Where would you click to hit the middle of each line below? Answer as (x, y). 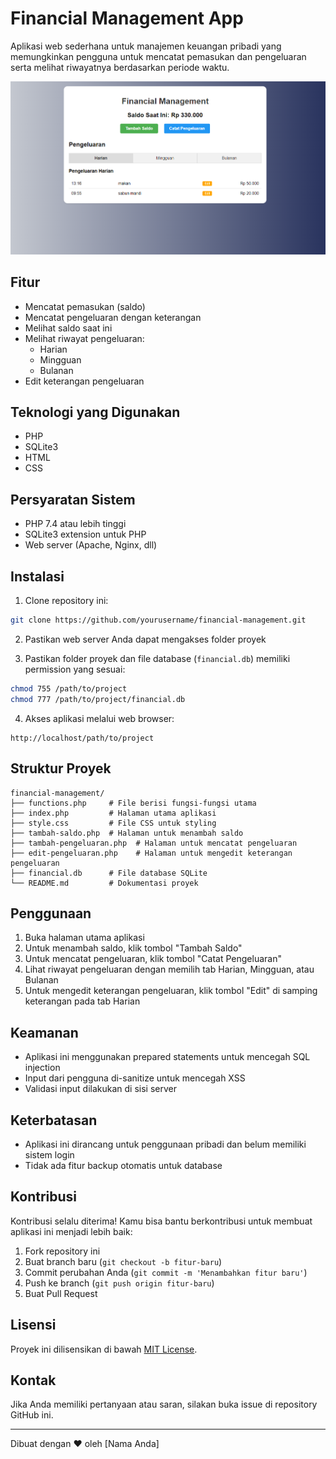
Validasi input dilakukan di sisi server (100, 1089)
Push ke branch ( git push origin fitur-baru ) (119, 1283)
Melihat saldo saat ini (68, 328)
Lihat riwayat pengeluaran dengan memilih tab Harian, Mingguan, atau (169, 969)
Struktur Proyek (61, 768)
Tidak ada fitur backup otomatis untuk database (123, 1165)
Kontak (33, 1380)
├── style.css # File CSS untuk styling (113, 823)
